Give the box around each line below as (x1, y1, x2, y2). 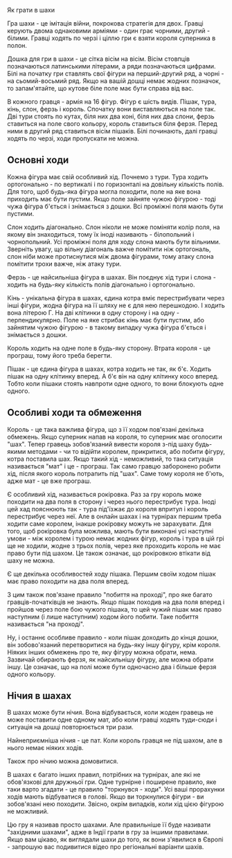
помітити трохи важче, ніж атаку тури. (7, 259, 122, 268)
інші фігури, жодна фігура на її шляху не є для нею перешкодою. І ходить (7, 301, 225, 309)
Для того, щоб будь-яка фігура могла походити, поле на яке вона (7, 187, 201, 196)
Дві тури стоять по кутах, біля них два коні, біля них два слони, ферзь (7, 112, 215, 120)
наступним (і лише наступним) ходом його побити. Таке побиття (7, 612, 199, 621)
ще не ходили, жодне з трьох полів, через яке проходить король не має (7, 541, 222, 549)
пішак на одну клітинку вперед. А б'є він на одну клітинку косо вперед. (7, 372, 220, 380)
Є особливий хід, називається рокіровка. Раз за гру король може (7, 490, 202, 498)
